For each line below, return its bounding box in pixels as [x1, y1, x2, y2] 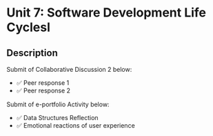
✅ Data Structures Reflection [16, 114, 99, 122]
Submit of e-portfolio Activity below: [6, 100, 110, 108]
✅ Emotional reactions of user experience [16, 122, 135, 129]
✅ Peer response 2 [16, 86, 70, 95]
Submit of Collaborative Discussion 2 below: [6, 66, 132, 73]
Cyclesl [6, 19, 51, 35]
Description [6, 47, 58, 59]
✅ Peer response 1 [16, 79, 70, 87]
